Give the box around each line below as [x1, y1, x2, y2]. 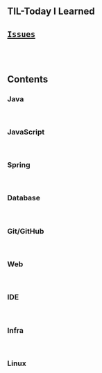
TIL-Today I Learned [7, 6, 95, 17]
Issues [7, 29, 36, 39]
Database [7, 193, 40, 203]
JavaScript [7, 127, 45, 137]
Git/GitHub [7, 226, 44, 236]
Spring [7, 160, 31, 170]
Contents [7, 73, 49, 85]
